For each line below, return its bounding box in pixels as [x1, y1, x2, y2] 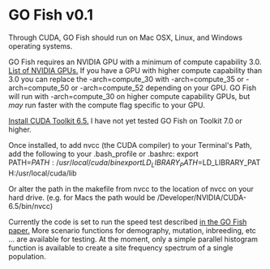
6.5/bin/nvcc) [8, 201, 54, 210]
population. [8, 251, 46, 261]
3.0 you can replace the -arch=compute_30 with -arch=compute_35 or [8, 74, 245, 84]
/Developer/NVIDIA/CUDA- [156, 193, 247, 202]
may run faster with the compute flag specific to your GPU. [8, 100, 205, 110]
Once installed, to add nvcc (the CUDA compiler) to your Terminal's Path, [8, 140, 253, 150]
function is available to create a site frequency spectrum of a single [8, 242, 234, 253]
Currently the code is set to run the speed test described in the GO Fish [8, 217, 247, 227]
